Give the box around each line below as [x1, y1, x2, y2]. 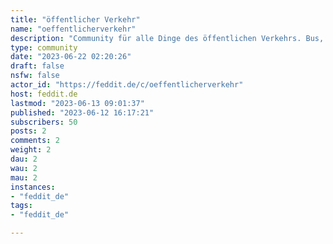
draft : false [10, 61, 65, 71]
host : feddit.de [10, 89, 78, 99]
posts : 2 [10, 126, 47, 136]
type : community [10, 42, 78, 53]
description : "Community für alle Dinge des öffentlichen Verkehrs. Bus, [10, 33, 325, 43]
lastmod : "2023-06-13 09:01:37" [10, 98, 145, 108]
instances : [10, 182, 56, 192]
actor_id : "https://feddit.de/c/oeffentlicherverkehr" [10, 80, 244, 90]
